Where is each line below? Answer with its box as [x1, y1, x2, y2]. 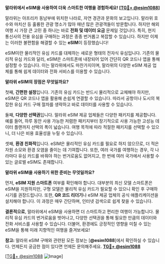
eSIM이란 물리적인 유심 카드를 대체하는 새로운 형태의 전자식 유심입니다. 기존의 [5, 50, 155, 56]
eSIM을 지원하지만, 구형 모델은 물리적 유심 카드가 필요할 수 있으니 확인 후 [5, 186, 145, 192]
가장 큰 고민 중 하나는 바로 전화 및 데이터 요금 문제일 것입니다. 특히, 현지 [19, 27, 156, 33]
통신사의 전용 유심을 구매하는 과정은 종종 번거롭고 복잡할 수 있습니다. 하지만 [5, 34, 149, 39]
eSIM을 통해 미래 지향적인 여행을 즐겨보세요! [5, 227, 90, 233]
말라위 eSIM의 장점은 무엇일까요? [5, 79, 69, 85]
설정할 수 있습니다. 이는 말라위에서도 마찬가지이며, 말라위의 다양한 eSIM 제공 [5, 62, 152, 68]
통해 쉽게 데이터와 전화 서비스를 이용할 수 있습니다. [14, 69, 111, 74]
